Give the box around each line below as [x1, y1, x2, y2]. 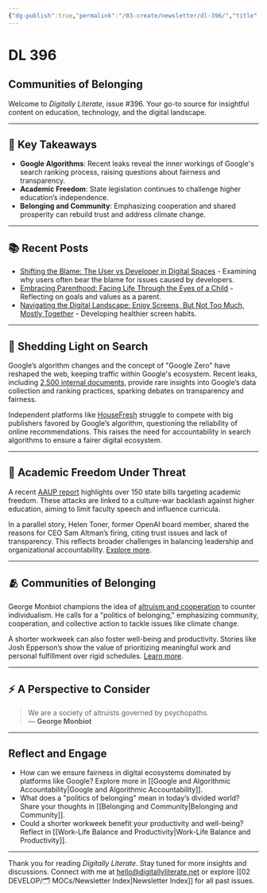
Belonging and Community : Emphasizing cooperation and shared [19, 201, 236, 211]
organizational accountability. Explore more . [8, 545, 153, 554]
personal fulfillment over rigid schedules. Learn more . [8, 651, 184, 660]
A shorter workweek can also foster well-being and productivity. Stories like [8, 634, 257, 643]
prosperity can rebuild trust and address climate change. [19, 210, 207, 219]
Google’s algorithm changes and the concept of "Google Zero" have [8, 360, 230, 371]
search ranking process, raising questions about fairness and [19, 167, 221, 177]
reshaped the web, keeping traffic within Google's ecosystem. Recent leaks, [8, 369, 257, 379]
